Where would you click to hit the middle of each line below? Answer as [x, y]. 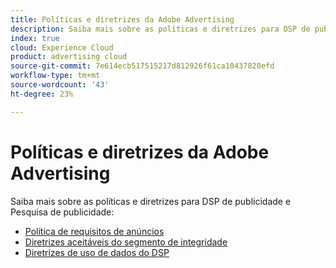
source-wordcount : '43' [60, 85]
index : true [35, 38]
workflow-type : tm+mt [55, 76]
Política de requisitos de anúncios [94, 231]
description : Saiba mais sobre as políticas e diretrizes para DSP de [160, 29]
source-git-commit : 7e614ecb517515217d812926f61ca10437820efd [142, 66]
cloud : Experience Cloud [62, 47]
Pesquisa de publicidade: [62, 212]
